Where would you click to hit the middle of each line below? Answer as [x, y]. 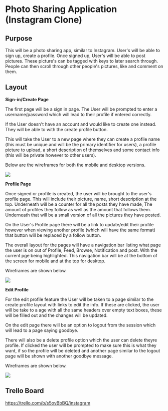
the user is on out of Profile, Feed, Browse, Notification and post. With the [81, 250]
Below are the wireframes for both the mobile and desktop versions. [75, 165]
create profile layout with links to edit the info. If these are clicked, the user [82, 304]
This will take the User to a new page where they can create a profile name [83, 139]
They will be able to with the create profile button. [56, 129]
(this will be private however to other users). [51, 155]
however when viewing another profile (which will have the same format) [80, 230]
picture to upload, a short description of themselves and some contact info [82, 150]
